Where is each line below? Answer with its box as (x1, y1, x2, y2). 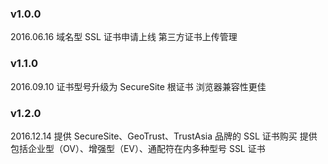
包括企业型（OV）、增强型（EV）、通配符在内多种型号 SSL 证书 (10, 142, 266, 154)
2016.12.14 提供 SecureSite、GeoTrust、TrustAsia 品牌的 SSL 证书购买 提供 (10, 130, 318, 142)
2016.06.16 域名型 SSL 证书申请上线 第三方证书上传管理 (10, 31, 238, 43)
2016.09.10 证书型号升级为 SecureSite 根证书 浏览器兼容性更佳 (10, 80, 267, 92)
